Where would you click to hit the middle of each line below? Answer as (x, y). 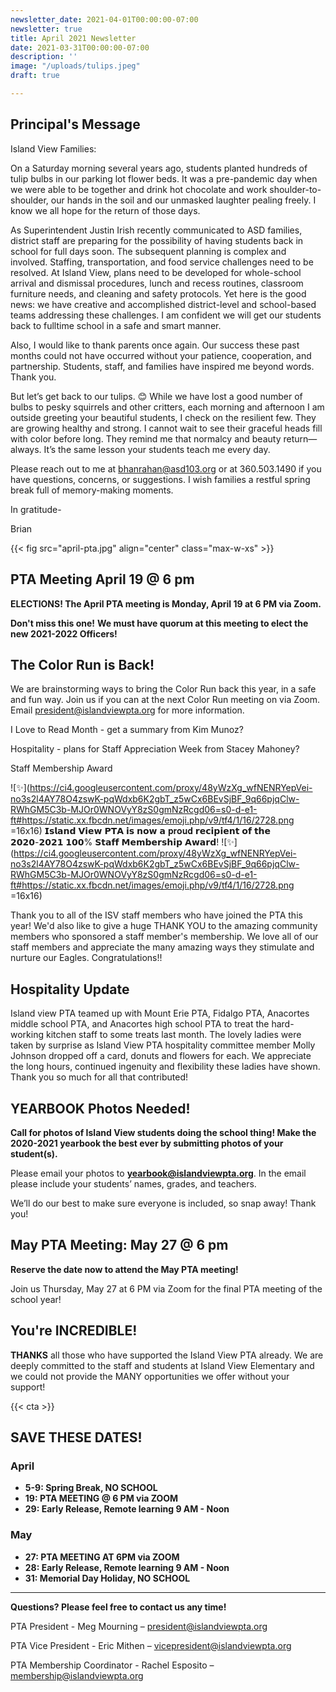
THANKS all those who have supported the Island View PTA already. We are (167, 1355)
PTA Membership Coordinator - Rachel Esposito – (112, 1665)
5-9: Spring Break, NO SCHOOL (91, 1488)
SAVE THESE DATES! (76, 1437)
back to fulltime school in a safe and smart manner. (116, 325)
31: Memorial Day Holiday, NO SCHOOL (107, 1578)
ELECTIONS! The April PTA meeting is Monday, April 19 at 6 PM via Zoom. (166, 603)
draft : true (35, 76)
